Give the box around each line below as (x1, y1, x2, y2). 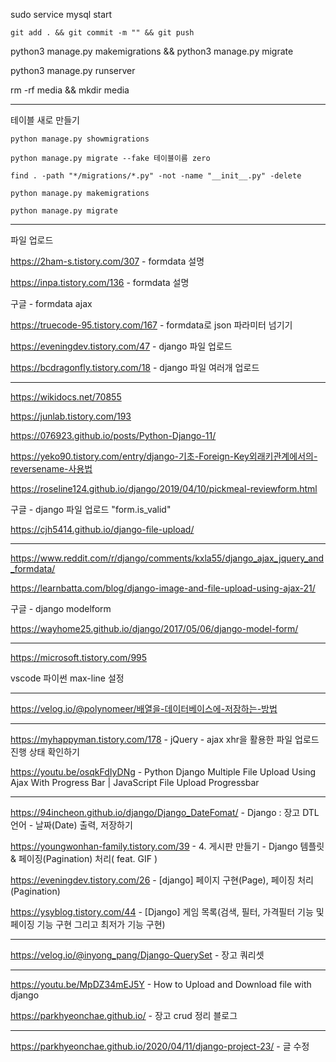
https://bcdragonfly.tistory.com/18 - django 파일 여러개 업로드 (10, 362, 260, 373)
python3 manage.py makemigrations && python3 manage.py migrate (10, 45, 294, 57)
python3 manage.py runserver (10, 65, 136, 76)
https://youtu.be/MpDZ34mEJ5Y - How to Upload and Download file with (10, 979, 312, 990)
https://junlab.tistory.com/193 (10, 410, 132, 422)
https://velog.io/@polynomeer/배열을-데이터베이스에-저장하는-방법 (10, 703, 278, 714)
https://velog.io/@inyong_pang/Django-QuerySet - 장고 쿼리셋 (10, 949, 265, 961)
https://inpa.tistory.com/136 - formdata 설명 (10, 277, 190, 288)
